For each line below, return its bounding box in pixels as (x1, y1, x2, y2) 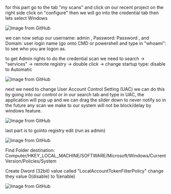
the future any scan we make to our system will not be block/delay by (5, 102, 152, 108)
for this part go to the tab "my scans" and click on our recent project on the (5, 5, 164, 10)
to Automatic (5, 66, 32, 72)
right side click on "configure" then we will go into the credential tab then (5, 10, 159, 16)
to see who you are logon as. (5, 46, 66, 51)
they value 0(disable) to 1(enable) (5, 173, 76, 179)
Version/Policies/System (5, 158, 57, 164)
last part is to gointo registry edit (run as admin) (5, 127, 106, 133)
